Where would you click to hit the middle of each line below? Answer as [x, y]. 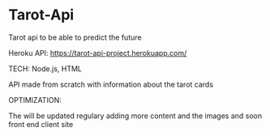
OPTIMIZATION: [35, 100]
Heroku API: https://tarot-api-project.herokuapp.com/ [98, 53]
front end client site [41, 124]
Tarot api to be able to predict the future [75, 37]
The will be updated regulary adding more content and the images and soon [135, 116]
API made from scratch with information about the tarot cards [111, 84]
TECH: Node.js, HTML [45, 68]
